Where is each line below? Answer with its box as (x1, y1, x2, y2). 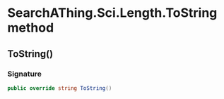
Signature (7, 69, 42, 79)
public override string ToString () (7, 84, 112, 92)
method (7, 20, 54, 36)
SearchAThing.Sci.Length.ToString (7, 5, 218, 21)
